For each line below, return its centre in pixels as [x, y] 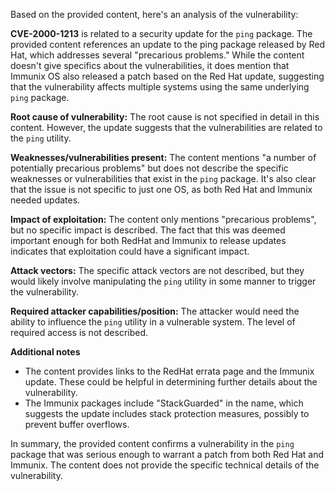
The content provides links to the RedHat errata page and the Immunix [169, 371]
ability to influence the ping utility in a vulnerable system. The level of [153, 322]
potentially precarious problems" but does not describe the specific [149, 168]
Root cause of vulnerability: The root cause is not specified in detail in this [165, 117]
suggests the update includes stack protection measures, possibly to [167, 413]
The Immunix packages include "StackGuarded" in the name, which [164, 403]
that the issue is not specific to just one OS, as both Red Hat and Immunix [161, 189]
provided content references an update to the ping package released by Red [168, 44]
